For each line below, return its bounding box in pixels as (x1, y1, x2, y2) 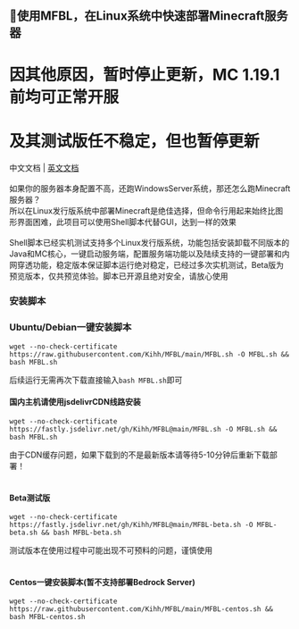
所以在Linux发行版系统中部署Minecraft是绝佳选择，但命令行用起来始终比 (9, 205, 276, 216)
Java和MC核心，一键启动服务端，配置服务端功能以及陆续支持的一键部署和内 (9, 248, 290, 259)
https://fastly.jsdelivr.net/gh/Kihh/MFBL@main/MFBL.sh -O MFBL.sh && (9, 424, 278, 433)
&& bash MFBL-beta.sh (41, 528, 122, 538)
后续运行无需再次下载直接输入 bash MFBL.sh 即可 (9, 374, 183, 385)
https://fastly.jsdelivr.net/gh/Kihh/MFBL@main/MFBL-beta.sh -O (9, 521, 253, 530)
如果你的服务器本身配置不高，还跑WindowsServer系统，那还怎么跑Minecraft (9, 182, 291, 194)
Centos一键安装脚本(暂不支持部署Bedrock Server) (9, 576, 196, 587)
